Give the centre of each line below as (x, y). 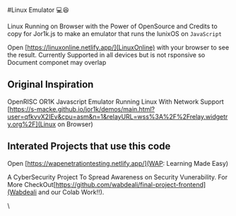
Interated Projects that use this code (89, 146)
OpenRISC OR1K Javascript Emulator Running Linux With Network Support (116, 102)
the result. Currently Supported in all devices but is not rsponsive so (106, 55)
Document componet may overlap (57, 62)
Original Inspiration (51, 84)
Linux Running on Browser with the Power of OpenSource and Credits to (112, 26)
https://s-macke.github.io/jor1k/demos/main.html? (82, 109)
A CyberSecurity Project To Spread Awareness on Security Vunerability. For (118, 177)
